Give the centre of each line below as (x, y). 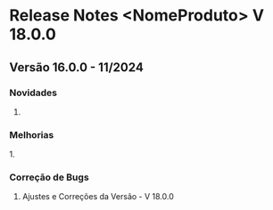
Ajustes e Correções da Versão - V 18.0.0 (98, 197)
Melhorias (32, 134)
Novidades (33, 93)
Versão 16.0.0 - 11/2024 (77, 67)
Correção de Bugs (49, 177)
